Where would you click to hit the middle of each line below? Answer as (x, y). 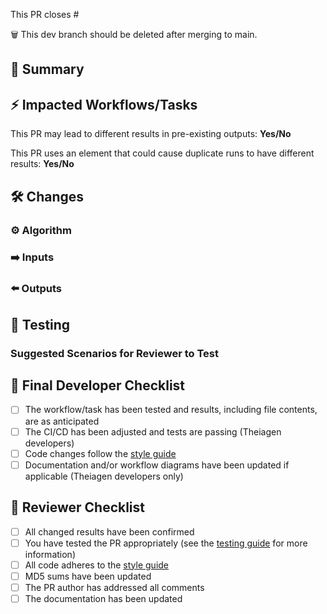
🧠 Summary (47, 69)
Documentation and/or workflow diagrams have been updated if (157, 465)
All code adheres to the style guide (97, 565)
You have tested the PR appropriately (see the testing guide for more (166, 543)
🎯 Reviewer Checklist (78, 507)
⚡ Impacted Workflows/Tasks (104, 104)
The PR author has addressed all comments (114, 587)
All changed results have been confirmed (109, 531)
